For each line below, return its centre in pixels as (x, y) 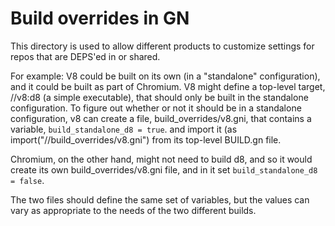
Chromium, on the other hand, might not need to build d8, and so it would (161, 159)
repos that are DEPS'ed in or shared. (85, 56)
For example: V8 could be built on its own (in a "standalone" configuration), (165, 76)
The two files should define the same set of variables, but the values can (160, 199)
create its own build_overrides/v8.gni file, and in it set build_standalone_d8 (164, 169)
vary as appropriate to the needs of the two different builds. (133, 210)
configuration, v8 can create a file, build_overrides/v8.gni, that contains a (161, 118)
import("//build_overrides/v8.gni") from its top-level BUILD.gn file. (146, 139)
